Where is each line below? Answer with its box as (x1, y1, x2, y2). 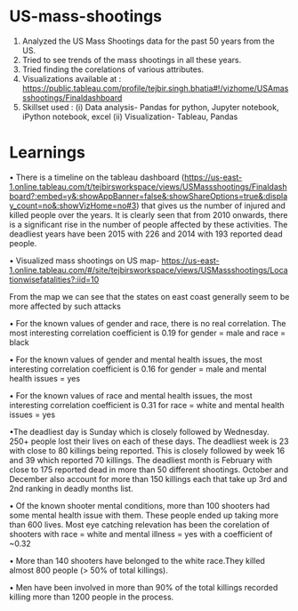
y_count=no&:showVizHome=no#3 (9, 200, 137, 211)
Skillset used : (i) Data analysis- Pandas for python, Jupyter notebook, (21, 101, 279, 112)
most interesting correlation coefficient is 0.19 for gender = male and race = (9, 327, 286, 338)
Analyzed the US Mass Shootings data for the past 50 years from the (21, 36, 275, 46)
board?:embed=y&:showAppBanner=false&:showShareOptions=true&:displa (9, 190, 287, 201)
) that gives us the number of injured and (136, 200, 286, 211)
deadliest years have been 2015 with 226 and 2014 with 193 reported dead (9, 229, 283, 239)
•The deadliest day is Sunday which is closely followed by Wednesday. (9, 426, 270, 437)
